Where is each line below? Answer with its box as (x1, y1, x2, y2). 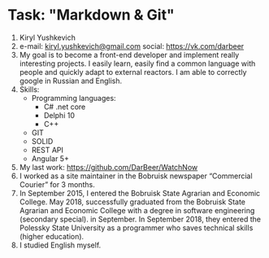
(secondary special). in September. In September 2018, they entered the (19, 214, 262, 224)
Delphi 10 (43, 110, 75, 120)
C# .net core (43, 102, 86, 112)
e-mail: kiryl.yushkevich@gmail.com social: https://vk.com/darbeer (19, 41, 245, 50)
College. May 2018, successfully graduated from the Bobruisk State (19, 197, 245, 207)
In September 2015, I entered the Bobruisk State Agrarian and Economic (19, 188, 261, 198)
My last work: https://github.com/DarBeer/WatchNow (19, 162, 198, 172)
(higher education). (19, 231, 85, 241)
